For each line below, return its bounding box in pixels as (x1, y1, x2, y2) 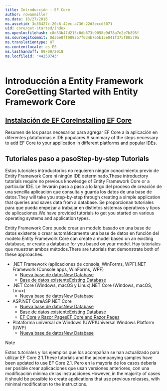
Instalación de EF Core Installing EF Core (5, 116, 132, 125)
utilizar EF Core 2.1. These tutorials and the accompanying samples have (5, 355, 153, 361)
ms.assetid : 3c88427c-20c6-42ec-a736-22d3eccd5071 (5, 21, 113, 26)
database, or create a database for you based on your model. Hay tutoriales (5, 241, 161, 247)
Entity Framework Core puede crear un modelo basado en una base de (5, 225, 151, 231)
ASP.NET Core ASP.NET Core (12, 298, 72, 304)
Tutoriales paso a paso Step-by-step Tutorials (5, 154, 150, 163)
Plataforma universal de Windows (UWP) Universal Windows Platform (12, 320, 155, 326)
